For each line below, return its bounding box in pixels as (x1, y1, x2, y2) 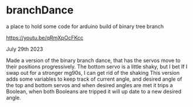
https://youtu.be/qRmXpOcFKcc (6, 34, 84, 41)
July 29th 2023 (6, 45, 43, 53)
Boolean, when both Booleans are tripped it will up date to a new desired (6, 88, 182, 95)
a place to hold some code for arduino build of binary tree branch (6, 23, 164, 30)
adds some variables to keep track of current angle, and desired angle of (6, 75, 182, 82)
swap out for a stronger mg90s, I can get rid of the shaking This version (6, 69, 180, 76)
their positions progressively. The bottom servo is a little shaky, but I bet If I (6, 63, 188, 70)
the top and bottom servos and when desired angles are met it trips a (6, 81, 173, 88)
